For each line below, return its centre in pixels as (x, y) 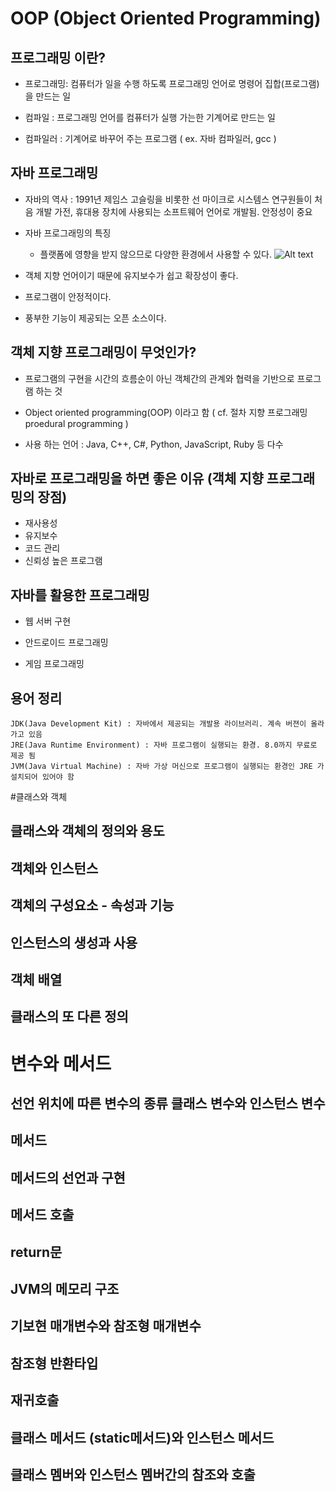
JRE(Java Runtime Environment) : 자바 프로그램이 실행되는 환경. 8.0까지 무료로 (164, 745)
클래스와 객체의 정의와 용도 (87, 831)
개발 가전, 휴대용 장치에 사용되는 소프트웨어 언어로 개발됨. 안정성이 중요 (174, 211)
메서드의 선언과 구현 (68, 1177)
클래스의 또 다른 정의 (69, 1017)
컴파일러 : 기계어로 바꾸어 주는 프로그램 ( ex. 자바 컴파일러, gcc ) (150, 138)
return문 (36, 1252)
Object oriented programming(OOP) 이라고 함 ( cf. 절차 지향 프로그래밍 (166, 412)
